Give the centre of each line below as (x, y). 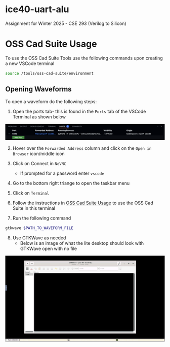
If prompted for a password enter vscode (62, 173)
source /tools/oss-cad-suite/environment (50, 73)
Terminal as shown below (39, 117)
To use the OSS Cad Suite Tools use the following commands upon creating (84, 58)
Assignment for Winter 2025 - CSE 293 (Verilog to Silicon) (66, 23)
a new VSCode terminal (30, 63)
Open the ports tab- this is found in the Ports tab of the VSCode (79, 111)
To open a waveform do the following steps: (51, 101)
